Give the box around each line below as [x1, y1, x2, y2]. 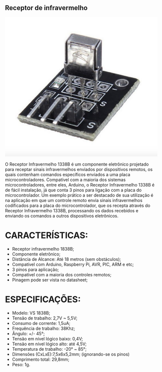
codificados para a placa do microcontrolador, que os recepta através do [5, 203, 151, 208]
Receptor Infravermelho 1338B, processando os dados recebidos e [5, 208, 139, 214]
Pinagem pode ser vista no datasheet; [12, 277, 88, 283]
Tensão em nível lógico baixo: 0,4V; [12, 336, 83, 341]
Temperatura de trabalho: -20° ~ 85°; [12, 346, 87, 352]
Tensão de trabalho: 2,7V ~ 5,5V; [12, 315, 77, 321]
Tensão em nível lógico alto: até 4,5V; [12, 341, 87, 347]
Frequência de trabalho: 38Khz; [12, 325, 75, 331]
